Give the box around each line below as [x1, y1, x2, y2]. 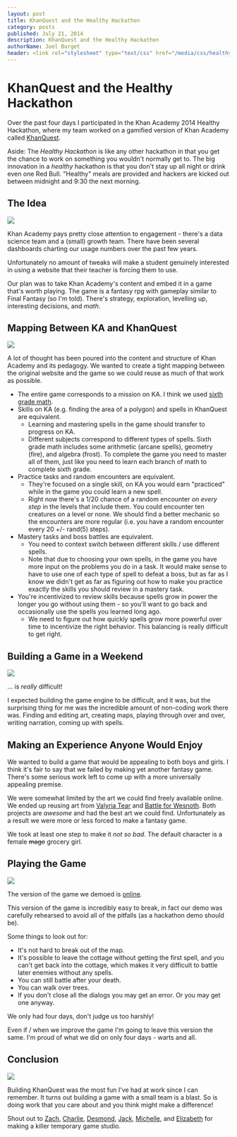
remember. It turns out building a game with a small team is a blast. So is [7, 1093, 218, 1101]
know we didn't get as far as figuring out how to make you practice [28, 578, 224, 586]
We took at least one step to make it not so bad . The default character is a [7, 830, 223, 839]
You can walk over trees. [17, 983, 90, 992]
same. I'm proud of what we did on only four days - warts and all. [7, 1033, 197, 1041]
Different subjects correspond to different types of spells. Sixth [28, 435, 212, 444]
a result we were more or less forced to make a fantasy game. [7, 816, 188, 825]
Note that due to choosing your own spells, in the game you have [28, 555, 217, 564]
